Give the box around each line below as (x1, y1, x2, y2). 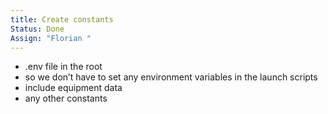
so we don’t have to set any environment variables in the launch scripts (24, 71, 318, 83)
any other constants (24, 92, 108, 105)
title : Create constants (10, 14, 114, 25)
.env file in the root (24, 61, 103, 73)
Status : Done (10, 24, 65, 34)
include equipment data (24, 82, 123, 94)
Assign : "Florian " (10, 33, 92, 43)
